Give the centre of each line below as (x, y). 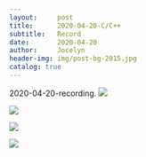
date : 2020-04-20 (53, 42)
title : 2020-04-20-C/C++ (65, 26)
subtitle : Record (45, 34)
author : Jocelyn (48, 51)
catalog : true (36, 67)
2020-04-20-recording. (53, 93)
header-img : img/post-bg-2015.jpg (73, 59)
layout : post (41, 17)
